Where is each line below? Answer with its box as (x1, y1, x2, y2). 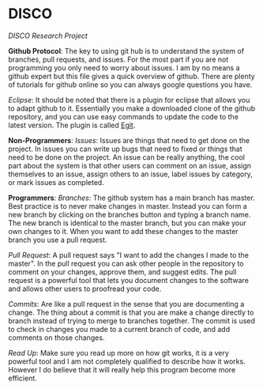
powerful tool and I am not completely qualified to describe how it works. (8, 357, 246, 366)
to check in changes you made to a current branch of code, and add (8, 324, 231, 334)
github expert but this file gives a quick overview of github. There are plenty (8, 71, 255, 81)
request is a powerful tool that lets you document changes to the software (8, 275, 249, 285)
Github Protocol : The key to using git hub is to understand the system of (8, 46, 245, 55)
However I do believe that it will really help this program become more (8, 364, 236, 374)
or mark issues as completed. (8, 177, 104, 187)
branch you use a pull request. (8, 235, 107, 244)
